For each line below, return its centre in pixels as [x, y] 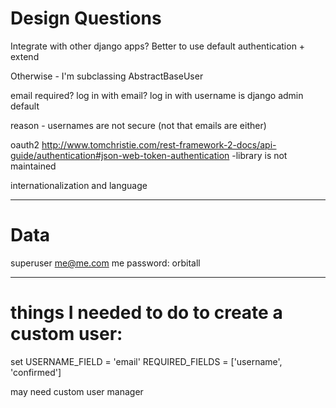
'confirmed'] [36, 372]
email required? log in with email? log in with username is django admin [157, 95]
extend [25, 56]
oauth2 [25, 144]
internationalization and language [79, 185]
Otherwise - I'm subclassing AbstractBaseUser [107, 76]
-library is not [259, 155]
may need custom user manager [77, 391]
